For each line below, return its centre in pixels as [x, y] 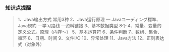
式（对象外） [31, 44]
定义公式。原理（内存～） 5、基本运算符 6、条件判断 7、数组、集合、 [90, 32]
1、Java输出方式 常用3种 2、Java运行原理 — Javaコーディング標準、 [89, 20]
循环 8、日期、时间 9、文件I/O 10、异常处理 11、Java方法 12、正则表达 [91, 38]
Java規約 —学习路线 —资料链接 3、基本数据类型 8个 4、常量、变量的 [90, 26]
